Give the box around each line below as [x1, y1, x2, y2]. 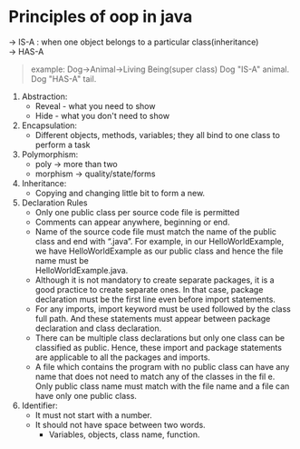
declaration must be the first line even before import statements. [34, 294, 276, 304]
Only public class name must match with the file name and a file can [34, 380, 290, 392]
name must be [34, 254, 90, 265]
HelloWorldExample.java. [34, 264, 129, 275]
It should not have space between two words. [34, 419, 206, 430]
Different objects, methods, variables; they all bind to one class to [34, 129, 280, 140]
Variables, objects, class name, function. [48, 429, 200, 440]
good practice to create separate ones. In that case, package [34, 284, 264, 294]
